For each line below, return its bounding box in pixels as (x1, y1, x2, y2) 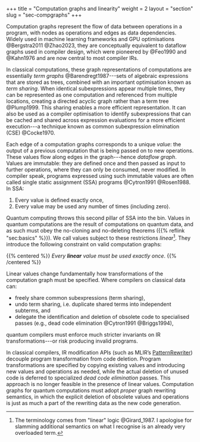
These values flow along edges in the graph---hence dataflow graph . (6, 153, 177, 160)
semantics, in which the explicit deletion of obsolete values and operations (6, 393, 189, 400)
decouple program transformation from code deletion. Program (6, 355, 161, 362)
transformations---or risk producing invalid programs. (6, 337, 138, 344)
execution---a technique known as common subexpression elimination (6, 123, 180, 130)
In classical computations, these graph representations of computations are (6, 66, 192, 73)
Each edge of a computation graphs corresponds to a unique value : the (6, 141, 182, 148)
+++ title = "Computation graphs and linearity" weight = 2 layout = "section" (6, 5, 193, 12)
